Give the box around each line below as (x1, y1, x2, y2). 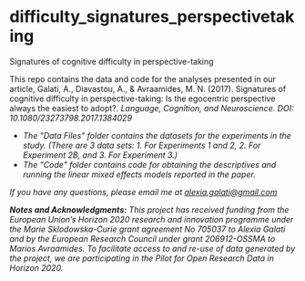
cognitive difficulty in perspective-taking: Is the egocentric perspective (9, 93, 276, 104)
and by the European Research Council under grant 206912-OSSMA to (9, 233, 276, 244)
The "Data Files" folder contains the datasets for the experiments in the (22, 130, 291, 140)
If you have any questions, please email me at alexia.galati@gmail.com (9, 186, 278, 197)
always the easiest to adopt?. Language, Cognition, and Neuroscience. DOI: (9, 102, 294, 113)
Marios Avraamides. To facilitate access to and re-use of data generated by (9, 243, 296, 254)
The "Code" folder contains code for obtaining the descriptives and (22, 159, 277, 170)
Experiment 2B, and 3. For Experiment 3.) (22, 149, 178, 161)
